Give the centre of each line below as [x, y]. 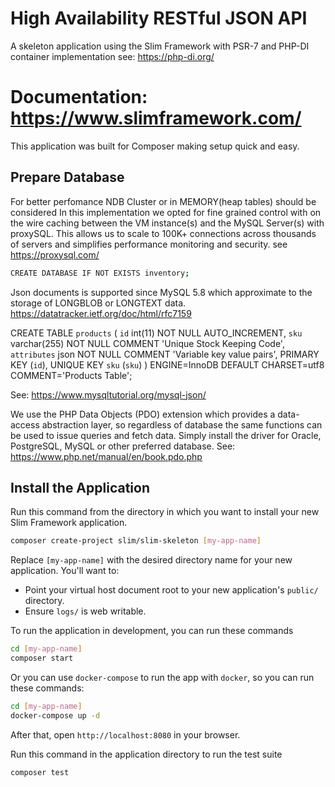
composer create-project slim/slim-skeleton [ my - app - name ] [136, 541]
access [25, 424]
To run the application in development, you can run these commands [152, 631]
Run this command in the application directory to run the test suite [146, 754]
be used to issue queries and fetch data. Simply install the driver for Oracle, [166, 435]
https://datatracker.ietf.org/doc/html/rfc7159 [101, 313]
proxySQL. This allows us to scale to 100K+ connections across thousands [163, 233]
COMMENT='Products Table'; [71, 375]
